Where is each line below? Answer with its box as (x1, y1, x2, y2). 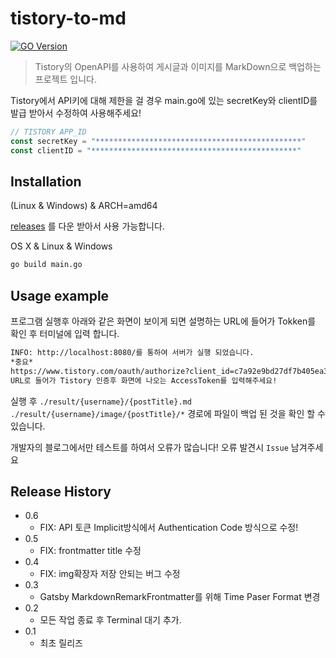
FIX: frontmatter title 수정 (39, 545, 142, 557)
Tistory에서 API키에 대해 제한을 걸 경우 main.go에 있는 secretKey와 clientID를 (10, 94, 318, 106)
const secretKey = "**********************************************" (10, 136, 307, 146)
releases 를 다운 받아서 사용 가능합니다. (10, 220, 165, 232)
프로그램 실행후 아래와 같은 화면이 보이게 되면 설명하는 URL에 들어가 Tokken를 (10, 315, 317, 327)
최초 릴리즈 (39, 637, 83, 649)
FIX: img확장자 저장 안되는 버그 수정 (39, 568, 181, 580)
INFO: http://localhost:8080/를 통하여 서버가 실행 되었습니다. (10, 348, 255, 358)
